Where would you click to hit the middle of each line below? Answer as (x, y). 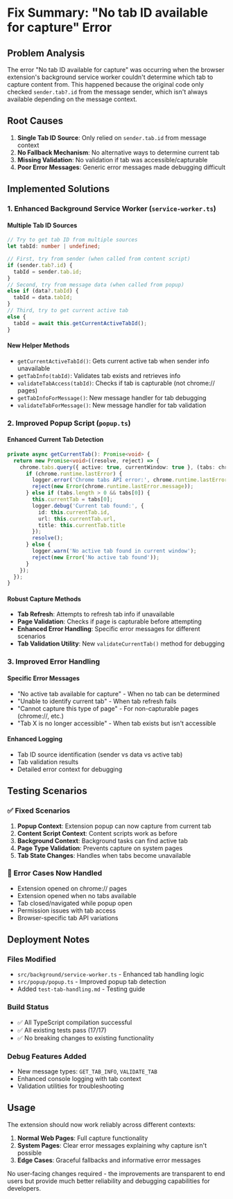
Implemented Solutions (58, 189)
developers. (24, 1188)
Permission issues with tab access (67, 911)
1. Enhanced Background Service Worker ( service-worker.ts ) (112, 209)
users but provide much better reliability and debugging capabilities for (109, 1181)
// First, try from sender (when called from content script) (99, 259)
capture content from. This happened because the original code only (106, 84)
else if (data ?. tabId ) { (43, 291)
